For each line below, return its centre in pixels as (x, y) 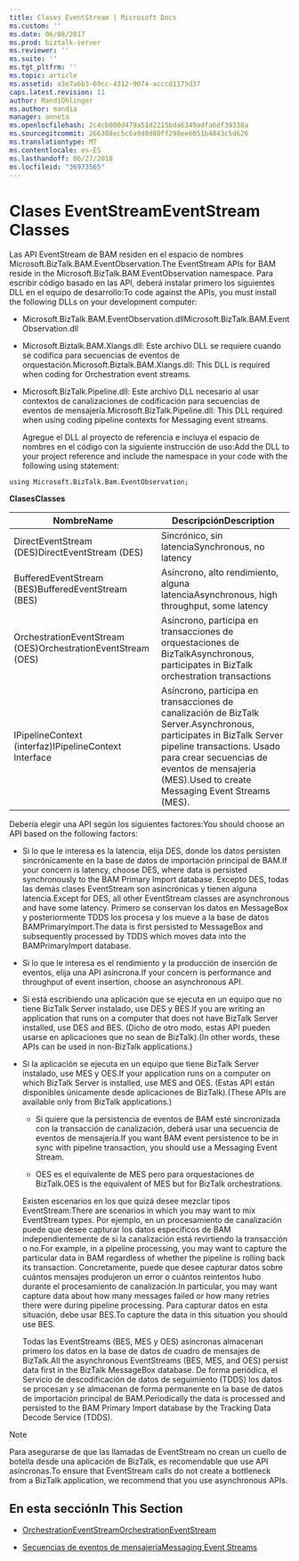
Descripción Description (223, 521)
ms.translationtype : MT (53, 142)
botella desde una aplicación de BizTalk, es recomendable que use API (139, 1462)
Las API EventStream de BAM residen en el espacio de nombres (126, 254)
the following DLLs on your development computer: (103, 302)
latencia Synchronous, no (213, 547)
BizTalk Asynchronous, (208, 654)
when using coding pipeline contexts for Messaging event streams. (145, 420)
